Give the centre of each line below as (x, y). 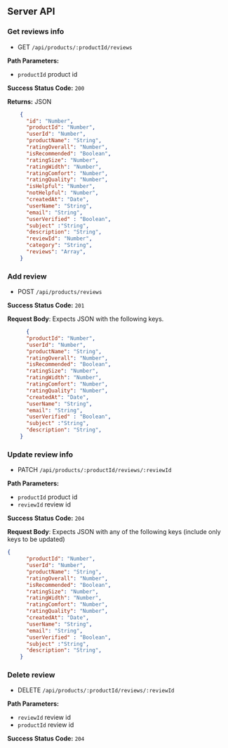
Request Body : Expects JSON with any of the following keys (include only (114, 532)
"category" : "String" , (59, 246)
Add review (27, 276)
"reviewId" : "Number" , (59, 239)
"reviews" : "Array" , (56, 252)
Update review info (40, 455)
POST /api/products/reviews (60, 292)
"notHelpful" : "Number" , (62, 193)
